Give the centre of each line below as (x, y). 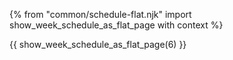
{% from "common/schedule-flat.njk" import (100, 14)
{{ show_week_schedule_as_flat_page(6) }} (98, 44)
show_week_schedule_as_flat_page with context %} (116, 25)
